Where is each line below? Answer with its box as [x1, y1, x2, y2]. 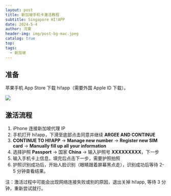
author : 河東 [5, 27, 32, 32]
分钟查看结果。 [17, 168, 48, 174]
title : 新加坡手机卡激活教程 [5, 12, 60, 17]
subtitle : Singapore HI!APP [5, 17, 65, 22]
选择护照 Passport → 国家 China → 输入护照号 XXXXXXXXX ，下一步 [12, 149, 160, 155]
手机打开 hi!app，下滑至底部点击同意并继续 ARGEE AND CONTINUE [12, 132, 156, 138]
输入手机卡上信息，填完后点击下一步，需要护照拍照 [12, 155, 120, 161]
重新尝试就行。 [14, 185, 46, 191]
